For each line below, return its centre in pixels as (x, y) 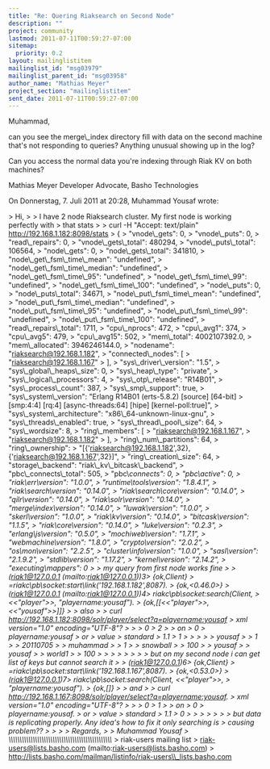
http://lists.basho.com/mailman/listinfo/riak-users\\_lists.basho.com (120, 757)
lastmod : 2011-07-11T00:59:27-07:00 (70, 38)
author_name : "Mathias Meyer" (59, 83)
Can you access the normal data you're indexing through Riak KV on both (130, 161)
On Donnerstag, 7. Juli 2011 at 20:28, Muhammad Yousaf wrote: (114, 201)
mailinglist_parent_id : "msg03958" (68, 76)
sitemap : (23, 46)
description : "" (35, 23)
